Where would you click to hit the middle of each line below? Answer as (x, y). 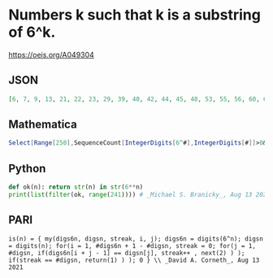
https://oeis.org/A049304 (52, 54)
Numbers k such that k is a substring (135, 15)
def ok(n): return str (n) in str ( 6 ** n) (76, 187)
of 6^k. (32, 32)
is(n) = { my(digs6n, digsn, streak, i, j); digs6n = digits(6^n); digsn (136, 239)
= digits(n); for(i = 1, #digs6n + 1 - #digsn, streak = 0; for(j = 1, (132, 245)
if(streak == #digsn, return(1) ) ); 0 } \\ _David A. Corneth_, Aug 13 (134, 260)
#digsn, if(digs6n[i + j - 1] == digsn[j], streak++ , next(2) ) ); (127, 253)
